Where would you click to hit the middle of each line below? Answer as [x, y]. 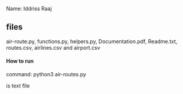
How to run [20, 61]
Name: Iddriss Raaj [29, 9]
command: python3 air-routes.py [46, 74]
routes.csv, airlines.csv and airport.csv [53, 47]
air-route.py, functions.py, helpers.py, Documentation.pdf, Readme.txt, [92, 41]
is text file [18, 86]
